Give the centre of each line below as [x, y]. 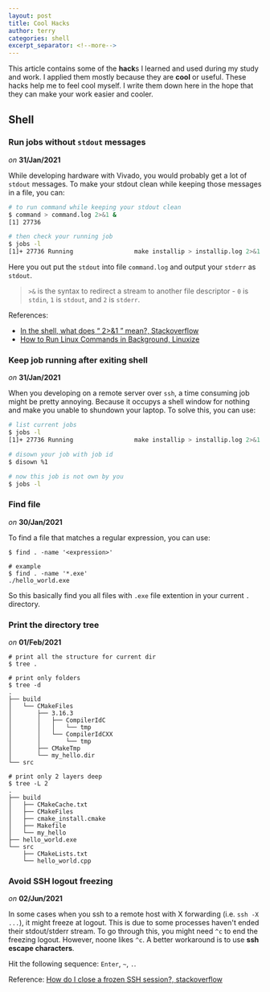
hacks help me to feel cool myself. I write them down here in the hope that [131, 86]
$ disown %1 [28, 462]
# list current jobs [43, 425]
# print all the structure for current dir [82, 657]
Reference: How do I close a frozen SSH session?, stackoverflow [116, 980]
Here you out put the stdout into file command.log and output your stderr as [132, 267]
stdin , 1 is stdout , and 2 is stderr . [84, 300]
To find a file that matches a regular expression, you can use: [109, 537]
